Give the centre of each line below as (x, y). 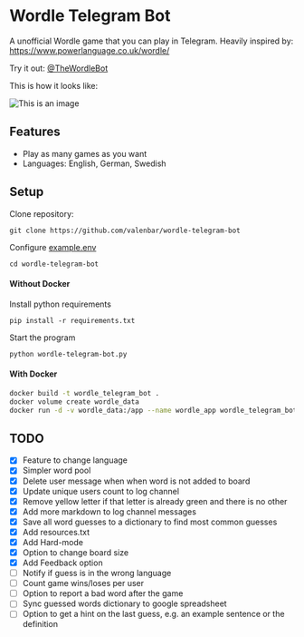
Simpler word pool (57, 470)
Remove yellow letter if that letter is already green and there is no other (155, 501)
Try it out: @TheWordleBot (59, 68)
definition (40, 624)
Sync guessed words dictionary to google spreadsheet (125, 603)
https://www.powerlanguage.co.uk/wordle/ (90, 50)
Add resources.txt (56, 532)
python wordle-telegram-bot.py (68, 354)
